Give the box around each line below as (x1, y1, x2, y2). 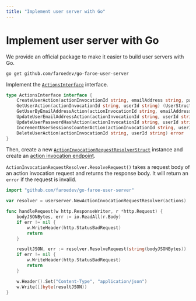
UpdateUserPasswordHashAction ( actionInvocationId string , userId (16, 119, 179, 125)
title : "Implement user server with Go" (6, 8, 106, 15)
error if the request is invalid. (6, 176, 77, 183)
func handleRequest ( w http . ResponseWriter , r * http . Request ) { (6, 209, 163, 214)
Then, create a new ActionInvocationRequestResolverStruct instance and (6, 146, 183, 153)
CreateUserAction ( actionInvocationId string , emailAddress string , (16, 98, 184, 103)
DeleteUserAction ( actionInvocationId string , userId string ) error (16, 130, 184, 136)
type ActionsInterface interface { (6, 92, 93, 98)
